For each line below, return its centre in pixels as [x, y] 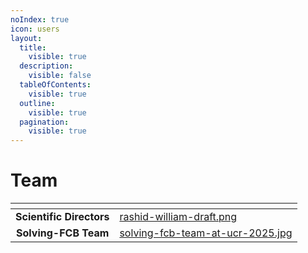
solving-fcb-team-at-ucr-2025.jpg [206, 233]
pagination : [44, 122]
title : [33, 47]
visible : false [60, 76]
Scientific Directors [62, 217]
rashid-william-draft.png [178, 217]
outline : [37, 103]
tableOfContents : [55, 85]
